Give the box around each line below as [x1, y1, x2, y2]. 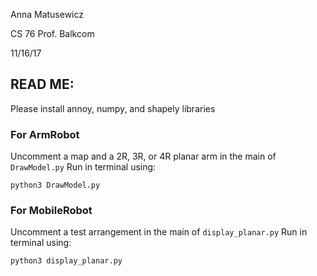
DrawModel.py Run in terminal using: [10, 161, 157, 173]
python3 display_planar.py [10, 256, 123, 266]
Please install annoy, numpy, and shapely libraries [10, 102, 216, 114]
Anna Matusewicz [10, 9, 85, 20]
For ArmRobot [10, 127, 80, 141]
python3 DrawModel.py [10, 180, 101, 191]
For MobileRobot [10, 204, 93, 218]
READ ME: [10, 76, 75, 93]
